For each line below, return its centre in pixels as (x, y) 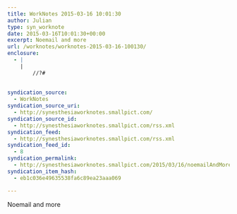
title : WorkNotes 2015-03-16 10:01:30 (64, 14)
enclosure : (23, 54)
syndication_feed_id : (39, 145)
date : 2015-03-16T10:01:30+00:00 (56, 34)
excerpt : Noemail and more (47, 40)
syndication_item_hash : (42, 171)
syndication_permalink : (42, 159)
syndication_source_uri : (44, 106)
